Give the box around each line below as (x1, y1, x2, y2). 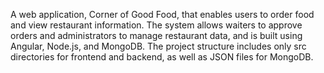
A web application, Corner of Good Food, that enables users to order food (10, 9, 315, 20)
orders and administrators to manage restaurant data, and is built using (10, 30, 303, 41)
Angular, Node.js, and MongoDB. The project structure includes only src (10, 40, 307, 52)
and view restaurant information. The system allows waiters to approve (10, 19, 303, 31)
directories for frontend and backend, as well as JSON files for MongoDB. (10, 51, 314, 63)
